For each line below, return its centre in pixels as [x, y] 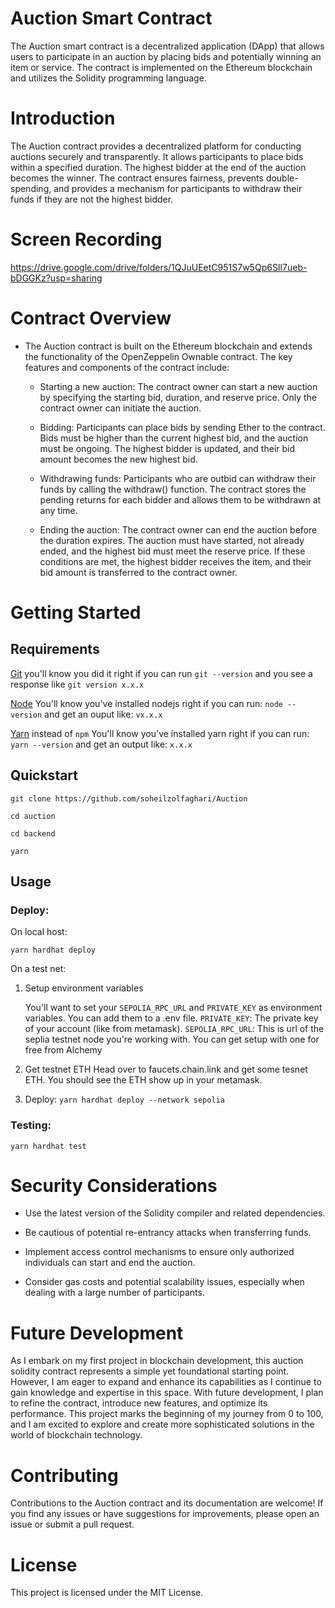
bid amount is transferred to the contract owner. [138, 572]
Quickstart [44, 775]
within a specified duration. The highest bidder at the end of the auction [158, 167]
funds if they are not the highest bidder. [92, 199]
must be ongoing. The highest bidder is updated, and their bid [167, 448]
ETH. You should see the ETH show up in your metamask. [143, 1080]
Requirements [55, 649]
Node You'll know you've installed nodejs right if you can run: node [146, 703]
